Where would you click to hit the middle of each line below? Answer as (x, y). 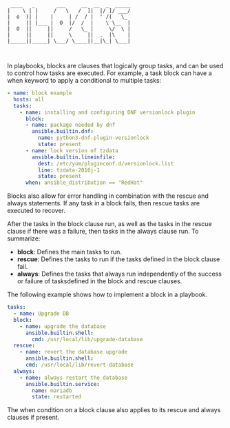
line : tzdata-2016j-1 (69, 170)
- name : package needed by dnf (70, 125)
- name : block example (40, 93)
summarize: (24, 238)
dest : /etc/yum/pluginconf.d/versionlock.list (106, 163)
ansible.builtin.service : (62, 384)
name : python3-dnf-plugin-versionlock (93, 138)
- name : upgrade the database (63, 326)
